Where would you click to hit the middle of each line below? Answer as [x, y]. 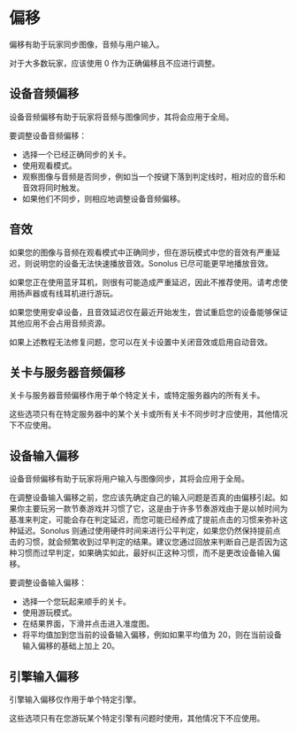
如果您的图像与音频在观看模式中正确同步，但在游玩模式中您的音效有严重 [141, 252]
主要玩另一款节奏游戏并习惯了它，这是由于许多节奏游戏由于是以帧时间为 [156, 509]
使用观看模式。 [49, 166]
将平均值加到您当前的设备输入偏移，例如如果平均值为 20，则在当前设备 [152, 635]
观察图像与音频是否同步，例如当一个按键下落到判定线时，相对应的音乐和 [153, 176]
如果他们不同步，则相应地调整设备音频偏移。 [103, 198]
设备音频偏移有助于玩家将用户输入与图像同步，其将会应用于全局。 [129, 479]
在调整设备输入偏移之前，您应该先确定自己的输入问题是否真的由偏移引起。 [145, 497]
